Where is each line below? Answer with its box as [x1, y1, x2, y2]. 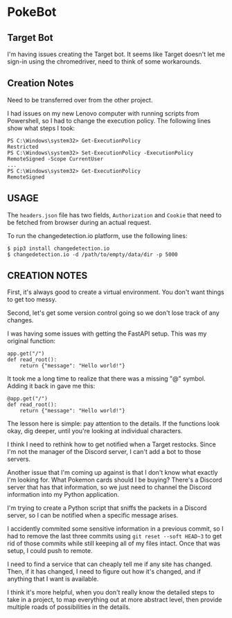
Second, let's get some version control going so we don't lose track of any [7, 309, 220, 317]
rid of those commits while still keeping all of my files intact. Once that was [7, 539, 220, 547]
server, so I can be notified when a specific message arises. [7, 511, 179, 520]
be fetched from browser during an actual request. [7, 218, 152, 226]
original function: [7, 337, 56, 345]
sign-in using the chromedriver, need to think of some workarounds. [7, 57, 202, 66]
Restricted [7, 143, 39, 150]
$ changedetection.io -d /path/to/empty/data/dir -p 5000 [7, 251, 178, 258]
